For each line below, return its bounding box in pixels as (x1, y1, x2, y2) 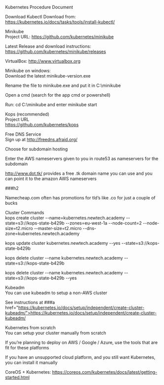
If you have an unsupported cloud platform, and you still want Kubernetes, (5, 354, 156, 360)
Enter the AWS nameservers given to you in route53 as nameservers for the (5, 155, 159, 161)
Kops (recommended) (5, 111, 50, 117)
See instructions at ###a (5, 300, 55, 305)
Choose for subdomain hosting (5, 146, 68, 152)
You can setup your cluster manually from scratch (5, 330, 106, 336)
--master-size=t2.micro (33, 226, 82, 231)
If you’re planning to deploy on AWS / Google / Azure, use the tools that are (5, 340, 158, 345)
